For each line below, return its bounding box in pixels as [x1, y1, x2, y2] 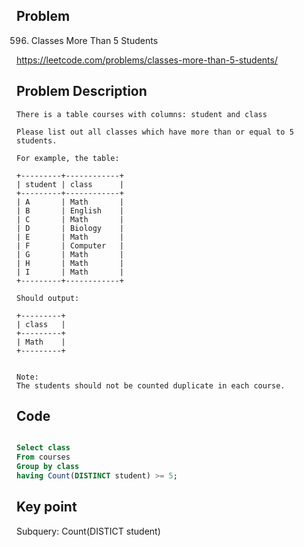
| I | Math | [16, 267, 124, 277]
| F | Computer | [16, 240, 124, 251]
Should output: [16, 293, 80, 303]
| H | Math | [16, 258, 124, 268]
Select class [16, 443, 71, 453]
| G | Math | [16, 249, 124, 259]
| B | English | [16, 205, 124, 216]
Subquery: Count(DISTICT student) [16, 525, 161, 537]
